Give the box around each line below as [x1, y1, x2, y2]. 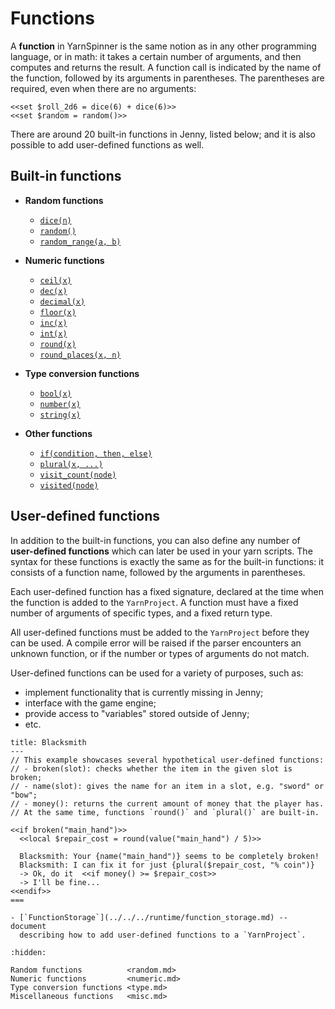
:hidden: [10, 947, 47, 957]
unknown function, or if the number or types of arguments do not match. [10, 647, 310, 659]
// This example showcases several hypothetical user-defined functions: [10, 755, 325, 765]
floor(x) [39, 307, 77, 317]
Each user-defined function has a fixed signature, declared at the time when [10, 585, 324, 597]
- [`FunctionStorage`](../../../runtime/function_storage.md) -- [10, 912, 288, 922]
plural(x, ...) [39, 459, 103, 469]
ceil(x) [39, 275, 72, 286]
